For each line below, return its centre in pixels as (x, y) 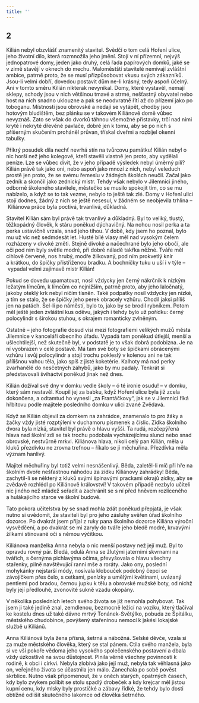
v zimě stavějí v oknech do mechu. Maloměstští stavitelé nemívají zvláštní (96, 69)
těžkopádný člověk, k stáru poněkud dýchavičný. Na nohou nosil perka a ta (98, 225)
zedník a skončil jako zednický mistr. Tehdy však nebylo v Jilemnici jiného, (97, 181)
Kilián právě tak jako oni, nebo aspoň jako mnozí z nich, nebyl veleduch (93, 169)
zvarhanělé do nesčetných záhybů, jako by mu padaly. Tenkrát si (86, 368)
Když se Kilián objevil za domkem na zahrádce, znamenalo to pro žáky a (94, 416)
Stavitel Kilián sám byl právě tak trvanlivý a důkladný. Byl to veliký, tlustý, (95, 218)
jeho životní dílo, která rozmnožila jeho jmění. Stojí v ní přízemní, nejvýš (93, 57)
